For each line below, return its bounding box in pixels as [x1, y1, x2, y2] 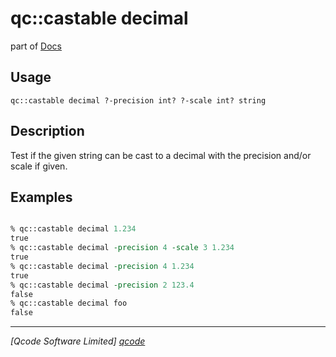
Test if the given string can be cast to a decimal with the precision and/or [10, 149, 312, 161]
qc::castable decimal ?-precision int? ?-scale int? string [10, 95, 267, 106]
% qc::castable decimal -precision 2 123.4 [10, 280, 195, 290]
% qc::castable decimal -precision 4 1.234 [10, 261, 195, 271]
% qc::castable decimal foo [10, 298, 128, 309]
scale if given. [10, 160, 68, 172]
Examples [10, 188, 73, 206]
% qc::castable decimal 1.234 [10, 224, 137, 234]
